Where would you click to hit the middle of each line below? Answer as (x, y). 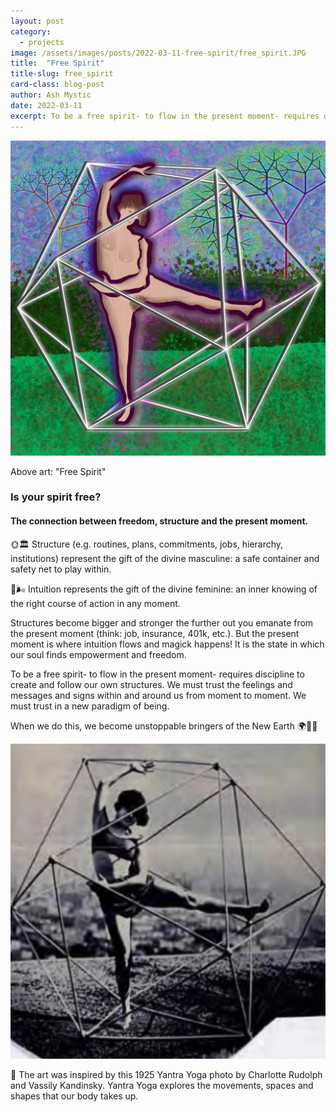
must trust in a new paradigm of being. (90, 706)
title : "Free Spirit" (57, 63)
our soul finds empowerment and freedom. (98, 654)
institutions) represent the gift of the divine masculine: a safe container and (165, 558)
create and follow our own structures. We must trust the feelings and (151, 684)
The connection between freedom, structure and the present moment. (159, 521)
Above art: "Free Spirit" (58, 471)
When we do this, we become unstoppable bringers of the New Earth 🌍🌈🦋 (164, 726)
